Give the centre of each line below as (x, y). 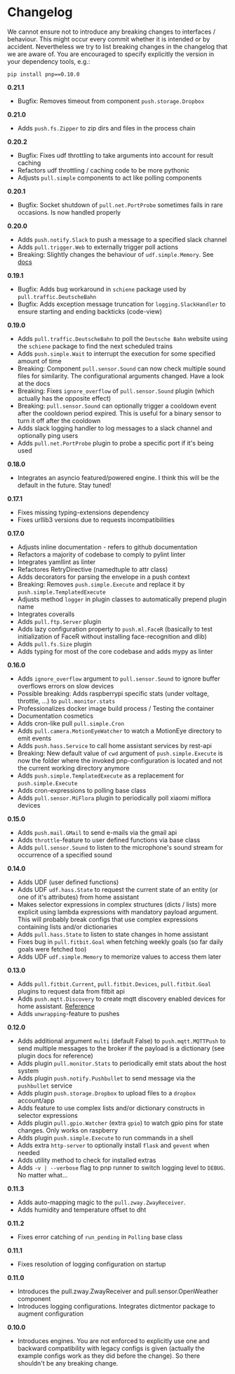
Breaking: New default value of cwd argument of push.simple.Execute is (120, 753)
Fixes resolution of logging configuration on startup (92, 1264)
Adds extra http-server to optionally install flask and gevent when (113, 1145)
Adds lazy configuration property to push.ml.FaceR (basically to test (115, 629)
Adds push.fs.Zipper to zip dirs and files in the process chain (106, 128)
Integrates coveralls (46, 614)
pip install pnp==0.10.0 (43, 74)
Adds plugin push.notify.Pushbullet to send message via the (106, 1078)
